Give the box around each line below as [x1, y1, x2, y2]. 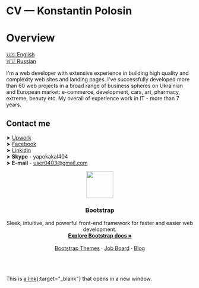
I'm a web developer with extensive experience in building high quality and [6, 69, 189, 77]
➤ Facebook [6, 140, 37, 147]
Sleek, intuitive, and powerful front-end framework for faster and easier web [6, 220, 194, 227]
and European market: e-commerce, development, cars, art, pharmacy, [6, 88, 180, 96]
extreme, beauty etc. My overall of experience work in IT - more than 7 [6, 95, 179, 102]
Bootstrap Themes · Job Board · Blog [54, 245, 146, 252]
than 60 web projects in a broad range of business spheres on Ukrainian [6, 82, 183, 90]
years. [6, 101, 22, 108]
